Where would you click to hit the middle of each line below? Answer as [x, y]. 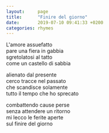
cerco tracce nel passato [36, 81]
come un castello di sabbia [38, 64]
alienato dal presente [31, 75]
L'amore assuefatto [29, 45]
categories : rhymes [30, 28]
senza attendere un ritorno [38, 111]
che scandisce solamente [37, 87]
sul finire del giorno [29, 124]
